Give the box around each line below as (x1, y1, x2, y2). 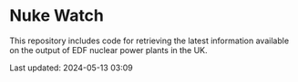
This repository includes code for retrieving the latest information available (9, 35, 290, 46)
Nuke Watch (9, 5, 105, 26)
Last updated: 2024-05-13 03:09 (9, 62, 134, 73)
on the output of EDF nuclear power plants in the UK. (9, 44, 208, 55)
